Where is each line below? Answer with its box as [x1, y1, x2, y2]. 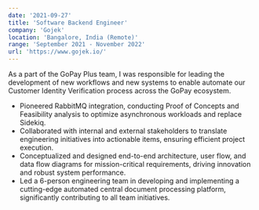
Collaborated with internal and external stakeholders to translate [19, 126, 228, 136]
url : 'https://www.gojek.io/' [8, 48, 108, 56]
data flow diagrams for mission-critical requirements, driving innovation [19, 160, 251, 168]
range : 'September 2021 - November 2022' [8, 41, 146, 49]
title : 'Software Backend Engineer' [8, 19, 128, 27]
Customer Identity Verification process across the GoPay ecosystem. [8, 86, 232, 95]
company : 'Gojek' [8, 26, 65, 34]
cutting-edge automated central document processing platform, [19, 185, 226, 194]
